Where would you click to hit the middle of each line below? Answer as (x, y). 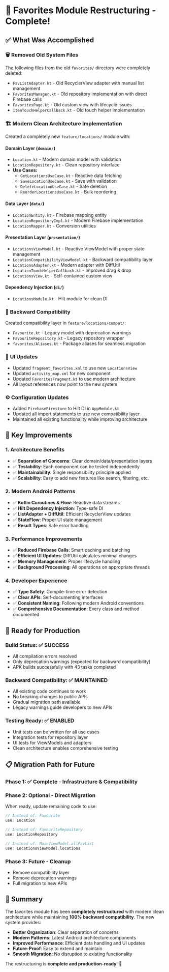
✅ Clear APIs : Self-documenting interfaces (58, 597)
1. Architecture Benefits (35, 450)
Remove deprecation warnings (45, 878)
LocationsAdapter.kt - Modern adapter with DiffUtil (66, 265)
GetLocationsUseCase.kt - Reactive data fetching (71, 176)
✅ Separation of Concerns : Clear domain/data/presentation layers (82, 461)
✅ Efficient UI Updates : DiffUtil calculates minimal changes (75, 556)
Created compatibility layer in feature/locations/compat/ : (65, 323)
